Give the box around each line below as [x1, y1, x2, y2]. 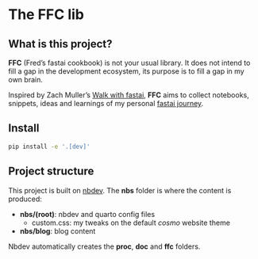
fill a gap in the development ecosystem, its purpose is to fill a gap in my [8, 67, 245, 76]
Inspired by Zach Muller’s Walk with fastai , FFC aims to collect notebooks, [8, 90, 249, 100]
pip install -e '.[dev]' [8, 143, 90, 150]
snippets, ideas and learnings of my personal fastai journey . [8, 99, 204, 108]
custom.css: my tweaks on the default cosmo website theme [31, 218, 230, 227]
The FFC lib [8, 6, 85, 24]
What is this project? [8, 37, 113, 51]
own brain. [8, 75, 44, 84]
